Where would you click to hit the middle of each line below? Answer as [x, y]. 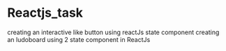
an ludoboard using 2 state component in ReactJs [79, 39]
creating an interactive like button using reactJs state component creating [113, 32]
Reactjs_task [45, 13]
